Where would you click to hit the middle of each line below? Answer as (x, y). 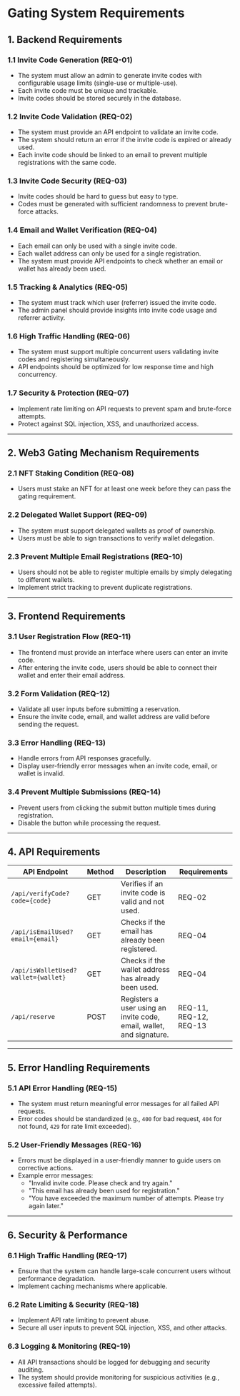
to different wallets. (46, 579)
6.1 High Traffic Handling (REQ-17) (67, 1255)
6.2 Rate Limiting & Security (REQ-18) (73, 1305)
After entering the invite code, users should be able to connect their (117, 667)
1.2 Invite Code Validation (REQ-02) (70, 116)
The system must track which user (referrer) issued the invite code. (117, 303)
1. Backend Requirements (65, 40)
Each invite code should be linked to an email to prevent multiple (112, 155)
